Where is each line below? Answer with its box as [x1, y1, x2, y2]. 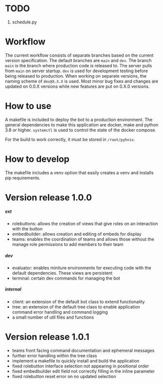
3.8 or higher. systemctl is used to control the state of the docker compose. [5, 127, 157, 133]
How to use [5, 101, 52, 112]
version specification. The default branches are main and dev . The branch [5, 57, 152, 63]
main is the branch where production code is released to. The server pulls [5, 62, 152, 68]
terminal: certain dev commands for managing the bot [12, 275, 120, 281]
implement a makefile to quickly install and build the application [12, 358, 140, 364]
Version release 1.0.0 [5, 192, 92, 203]
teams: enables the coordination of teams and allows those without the [12, 236, 154, 242]
